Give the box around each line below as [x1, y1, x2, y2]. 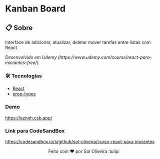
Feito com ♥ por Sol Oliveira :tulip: [48, 148, 120, 154]
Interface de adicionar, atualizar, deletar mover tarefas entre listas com [5, 39, 151, 45]
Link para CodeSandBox [5, 127, 65, 134]
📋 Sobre [5, 23, 33, 32]
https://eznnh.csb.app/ [5, 114, 52, 120]
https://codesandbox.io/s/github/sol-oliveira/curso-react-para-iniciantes [5, 138, 155, 144]
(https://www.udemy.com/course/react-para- [57, 54, 152, 60]
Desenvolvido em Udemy [5, 54, 57, 60]
